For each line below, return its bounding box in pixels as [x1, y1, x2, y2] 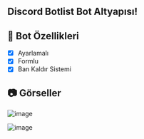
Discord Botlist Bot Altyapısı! [7, 6, 138, 18]
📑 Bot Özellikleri [7, 30, 80, 42]
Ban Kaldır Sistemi [17, 65, 71, 73]
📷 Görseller [7, 87, 62, 99]
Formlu [17, 57, 39, 66]
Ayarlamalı [17, 49, 48, 58]
